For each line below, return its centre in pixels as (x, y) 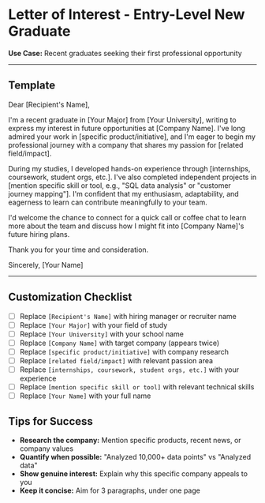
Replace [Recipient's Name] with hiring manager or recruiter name (128, 316)
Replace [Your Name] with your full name (85, 396)
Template (32, 86)
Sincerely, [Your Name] (46, 265)
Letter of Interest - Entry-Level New (127, 15)
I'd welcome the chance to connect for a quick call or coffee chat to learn (127, 217)
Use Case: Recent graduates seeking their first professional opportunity (125, 53)
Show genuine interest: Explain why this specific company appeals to (134, 473)
